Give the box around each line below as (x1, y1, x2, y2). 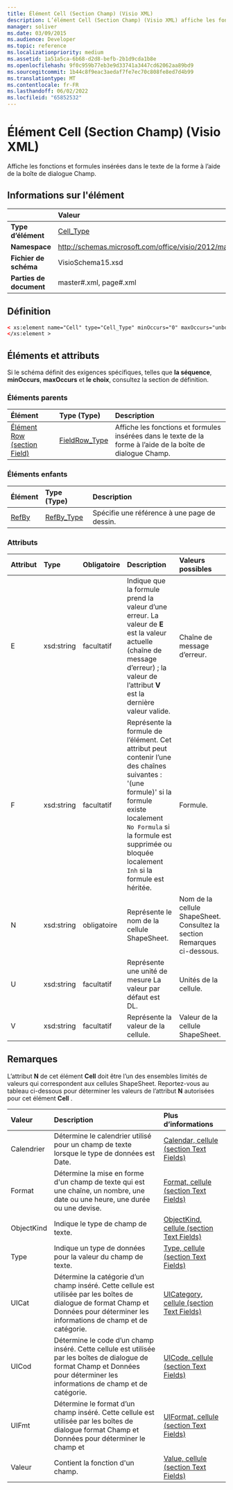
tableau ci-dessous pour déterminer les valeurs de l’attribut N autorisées (7, 1087, 215, 1095)
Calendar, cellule (163, 1135, 218, 1145)
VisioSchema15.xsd (58, 257, 123, 267)
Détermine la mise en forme (53, 1168, 144, 1178)
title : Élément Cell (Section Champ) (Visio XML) (7, 10, 154, 17)
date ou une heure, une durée (53, 1194, 150, 1204)
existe (127, 805, 147, 815)
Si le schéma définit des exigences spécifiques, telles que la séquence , (7, 368, 212, 376)
